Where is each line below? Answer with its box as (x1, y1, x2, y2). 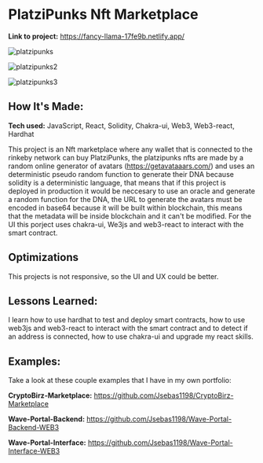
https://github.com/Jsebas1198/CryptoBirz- (93, 391, 234, 400)
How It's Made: (8, 100, 84, 113)
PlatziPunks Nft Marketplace (8, 6, 199, 24)
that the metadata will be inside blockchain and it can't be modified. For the (8, 211, 252, 221)
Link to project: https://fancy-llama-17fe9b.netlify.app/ (8, 31, 185, 41)
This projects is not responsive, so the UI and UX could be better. (8, 271, 219, 281)
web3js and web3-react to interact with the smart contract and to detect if (8, 324, 249, 333)
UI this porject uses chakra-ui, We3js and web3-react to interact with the (8, 219, 244, 229)
